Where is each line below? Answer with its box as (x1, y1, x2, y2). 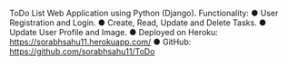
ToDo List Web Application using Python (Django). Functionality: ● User (9, 8, 279, 18)
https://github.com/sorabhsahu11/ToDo (9, 46, 155, 57)
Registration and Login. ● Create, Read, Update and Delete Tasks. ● (9, 17, 267, 28)
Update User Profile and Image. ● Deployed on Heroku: (9, 27, 218, 37)
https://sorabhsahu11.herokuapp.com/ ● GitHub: (9, 36, 192, 47)
